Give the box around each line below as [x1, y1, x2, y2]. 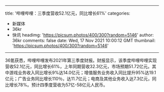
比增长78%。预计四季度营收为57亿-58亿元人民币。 [5, 82, 108, 88]
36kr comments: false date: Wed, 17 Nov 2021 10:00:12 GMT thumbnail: [12, 38, 156, 43]
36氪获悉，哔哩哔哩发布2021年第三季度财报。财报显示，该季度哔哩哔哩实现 [5, 57, 157, 63]
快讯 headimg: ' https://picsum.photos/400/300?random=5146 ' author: [12, 32, 154, 38]
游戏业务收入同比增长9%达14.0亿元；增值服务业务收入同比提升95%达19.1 [9, 69, 156, 75]
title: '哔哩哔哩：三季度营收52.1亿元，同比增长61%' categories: [5, 10, 130, 16]
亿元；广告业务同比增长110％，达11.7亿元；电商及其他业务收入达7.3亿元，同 [5, 76, 157, 81]
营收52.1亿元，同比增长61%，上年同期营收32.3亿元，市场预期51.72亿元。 [5, 64, 152, 69]
